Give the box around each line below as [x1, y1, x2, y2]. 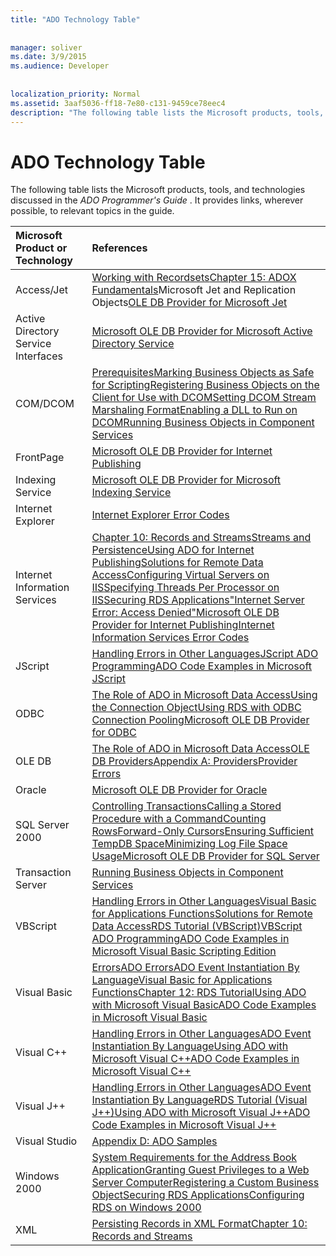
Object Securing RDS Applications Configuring [91, 1188, 305, 1202]
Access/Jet [15, 283, 68, 297]
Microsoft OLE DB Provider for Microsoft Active [91, 324, 313, 338]
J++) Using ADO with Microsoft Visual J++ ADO [91, 1106, 311, 1120]
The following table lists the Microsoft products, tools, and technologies [10, 184, 306, 196]
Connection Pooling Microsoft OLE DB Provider [91, 713, 310, 727]
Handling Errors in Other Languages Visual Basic [91, 894, 317, 908]
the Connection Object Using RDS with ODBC [91, 701, 302, 715]
